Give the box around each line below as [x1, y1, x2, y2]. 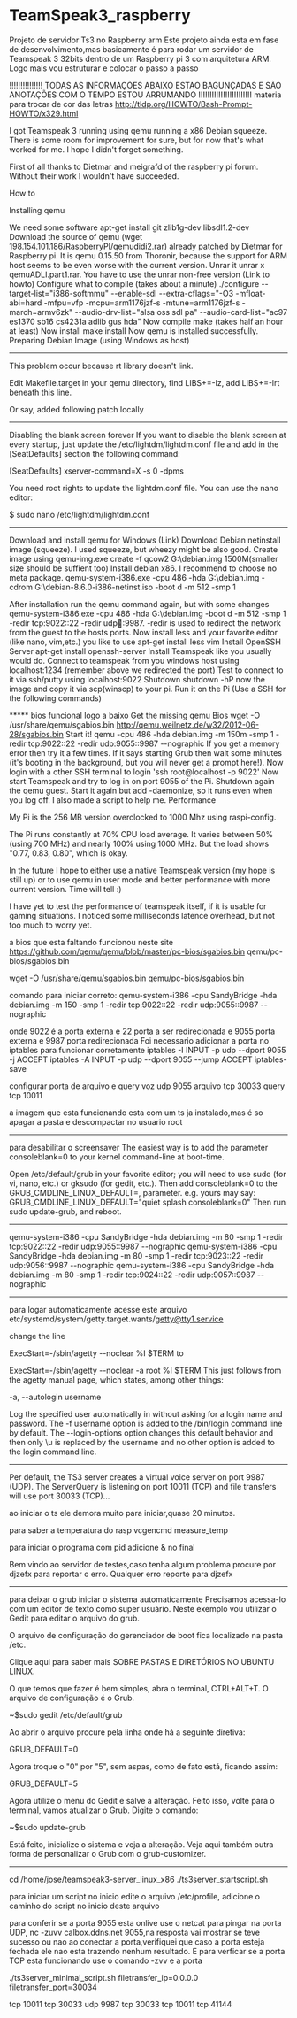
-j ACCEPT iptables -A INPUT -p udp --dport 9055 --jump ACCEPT [9, 1054, 254, 1065]
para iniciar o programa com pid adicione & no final [9, 1542, 195, 1552]
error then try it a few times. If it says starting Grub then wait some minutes [9, 747, 283, 758]
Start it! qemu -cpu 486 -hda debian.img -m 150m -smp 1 [65, 728, 274, 739]
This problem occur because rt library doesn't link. [9, 360, 194, 371]
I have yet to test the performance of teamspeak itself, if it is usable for [9, 900, 267, 912]
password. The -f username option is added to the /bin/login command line [9, 1418, 283, 1429]
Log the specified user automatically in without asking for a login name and [9, 1408, 283, 1419]
